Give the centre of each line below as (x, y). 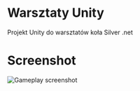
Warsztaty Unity (56, 13)
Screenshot (42, 61)
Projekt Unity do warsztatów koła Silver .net (70, 32)
